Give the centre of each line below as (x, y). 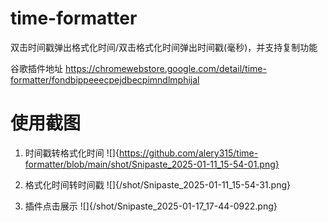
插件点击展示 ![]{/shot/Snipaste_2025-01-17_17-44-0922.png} (151, 206)
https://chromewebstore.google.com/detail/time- (165, 68)
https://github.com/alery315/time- (188, 153)
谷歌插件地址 (36, 68)
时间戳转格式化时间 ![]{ (72, 153)
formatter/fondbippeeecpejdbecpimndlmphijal (105, 79)
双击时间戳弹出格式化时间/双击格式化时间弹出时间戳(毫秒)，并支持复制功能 (164, 47)
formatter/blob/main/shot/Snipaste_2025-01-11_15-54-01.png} (152, 164)
